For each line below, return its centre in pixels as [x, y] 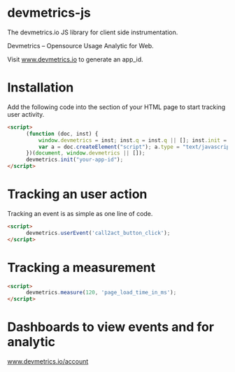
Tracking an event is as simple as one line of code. [80, 213]
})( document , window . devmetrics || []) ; [85, 153]
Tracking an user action [77, 194]
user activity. [26, 114]
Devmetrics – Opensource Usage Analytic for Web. [80, 45]
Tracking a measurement [81, 267]
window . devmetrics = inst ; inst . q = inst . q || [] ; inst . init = [133, 140]
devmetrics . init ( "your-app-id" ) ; [74, 160]
